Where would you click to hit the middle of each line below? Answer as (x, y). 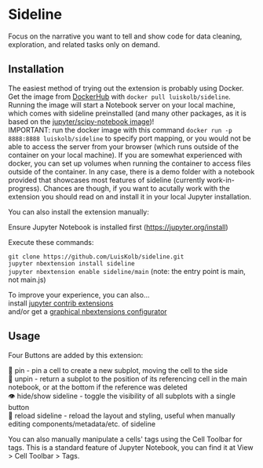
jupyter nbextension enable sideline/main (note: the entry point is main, (127, 271)
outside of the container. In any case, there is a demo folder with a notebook (131, 171)
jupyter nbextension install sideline (71, 263)
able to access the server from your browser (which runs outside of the (124, 146)
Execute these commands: (51, 242)
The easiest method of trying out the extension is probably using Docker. (126, 88)
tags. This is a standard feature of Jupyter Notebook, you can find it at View (131, 447)
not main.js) (27, 280)
